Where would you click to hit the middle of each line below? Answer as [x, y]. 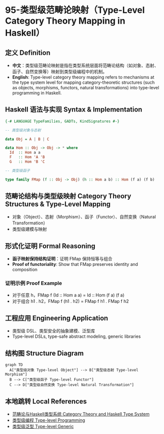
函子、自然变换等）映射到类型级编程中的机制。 [59, 72]
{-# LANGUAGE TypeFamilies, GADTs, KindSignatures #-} [62, 121]
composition [25, 270]
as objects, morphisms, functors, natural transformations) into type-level [86, 88]
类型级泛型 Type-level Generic [43, 427]
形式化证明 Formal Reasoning [50, 246]
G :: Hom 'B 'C [27, 162]
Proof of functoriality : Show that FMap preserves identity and [75, 264]
